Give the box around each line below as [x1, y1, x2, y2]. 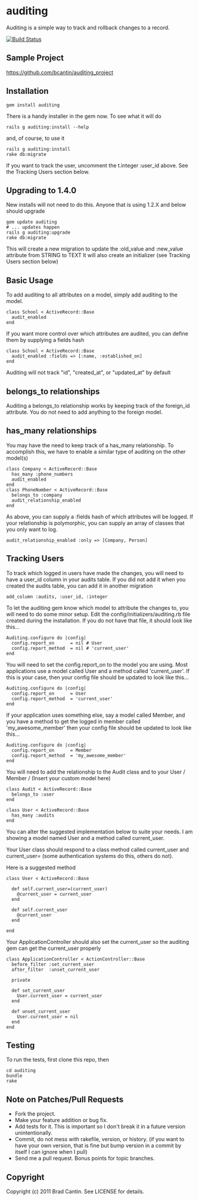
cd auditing [6, 1068, 36, 1074]
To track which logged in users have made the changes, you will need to [6, 569, 184, 576]
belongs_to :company [11, 492, 63, 498]
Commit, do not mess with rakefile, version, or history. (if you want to [14, 1136, 185, 1143]
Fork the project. [14, 1110, 56, 1117]
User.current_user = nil [17, 1013, 79, 1020]
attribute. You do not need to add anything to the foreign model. [6, 408, 163, 415]
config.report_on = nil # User [11, 640, 102, 646]
